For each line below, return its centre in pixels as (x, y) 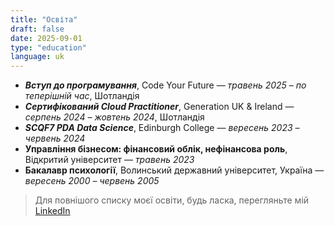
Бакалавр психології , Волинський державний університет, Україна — (174, 170)
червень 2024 (55, 138)
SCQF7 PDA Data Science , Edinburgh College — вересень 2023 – (162, 128)
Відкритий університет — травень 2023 (109, 160)
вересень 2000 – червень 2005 (92, 181)
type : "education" (48, 47)
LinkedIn (52, 211)
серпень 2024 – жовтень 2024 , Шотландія (114, 117)
